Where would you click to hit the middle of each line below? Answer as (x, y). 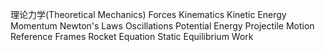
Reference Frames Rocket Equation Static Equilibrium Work (132, 36)
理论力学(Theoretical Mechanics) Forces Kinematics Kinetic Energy (148, 14)
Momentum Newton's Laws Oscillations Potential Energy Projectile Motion (162, 26)
